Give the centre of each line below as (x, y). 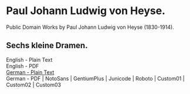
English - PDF (23, 66)
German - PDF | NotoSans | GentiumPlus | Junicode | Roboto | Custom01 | (95, 78)
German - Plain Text (30, 72)
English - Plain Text (29, 59)
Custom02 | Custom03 (34, 85)
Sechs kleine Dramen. (47, 46)
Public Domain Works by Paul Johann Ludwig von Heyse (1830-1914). (90, 27)
